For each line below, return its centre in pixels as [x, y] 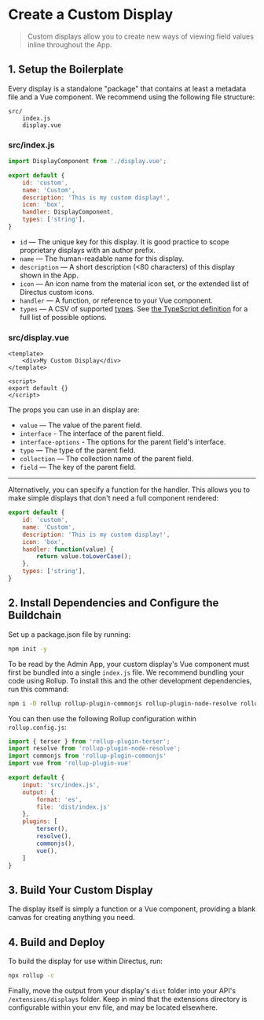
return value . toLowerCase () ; [84, 557]
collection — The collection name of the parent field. [106, 459]
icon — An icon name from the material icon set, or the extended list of [134, 283]
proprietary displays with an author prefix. [87, 250]
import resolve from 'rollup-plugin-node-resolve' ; [94, 749]
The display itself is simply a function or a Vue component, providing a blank [132, 909]
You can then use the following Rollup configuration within [102, 718]
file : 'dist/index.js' [73, 807]
